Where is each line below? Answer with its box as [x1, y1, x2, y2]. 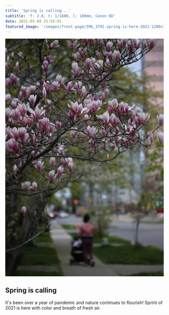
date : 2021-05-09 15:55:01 [5, 19, 62, 24]
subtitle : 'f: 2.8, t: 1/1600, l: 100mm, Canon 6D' [5, 13, 116, 19]
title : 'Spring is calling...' [5, 8, 71, 13]
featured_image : [5, 24, 39, 29]
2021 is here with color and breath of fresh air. [5, 304, 101, 311]
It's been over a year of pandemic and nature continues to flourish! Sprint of [5, 299, 163, 305]
